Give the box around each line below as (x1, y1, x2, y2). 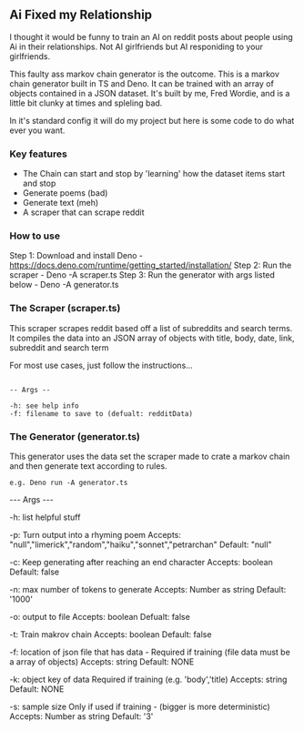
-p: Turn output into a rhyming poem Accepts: (9, 530, 182, 540)
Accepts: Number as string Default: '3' (9, 711, 154, 722)
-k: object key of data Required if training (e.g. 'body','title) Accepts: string (9, 674, 288, 685)
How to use (9, 229, 61, 242)
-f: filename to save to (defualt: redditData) (9, 409, 194, 418)
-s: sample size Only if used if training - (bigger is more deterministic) (9, 701, 270, 712)
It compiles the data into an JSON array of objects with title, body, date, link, (9, 332, 295, 343)
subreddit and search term (9, 341, 109, 353)
